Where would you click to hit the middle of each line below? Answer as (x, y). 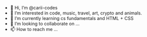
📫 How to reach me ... (34, 29)
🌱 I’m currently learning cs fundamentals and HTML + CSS (72, 18)
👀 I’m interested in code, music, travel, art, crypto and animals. (76, 13)
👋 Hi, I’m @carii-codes (34, 8)
